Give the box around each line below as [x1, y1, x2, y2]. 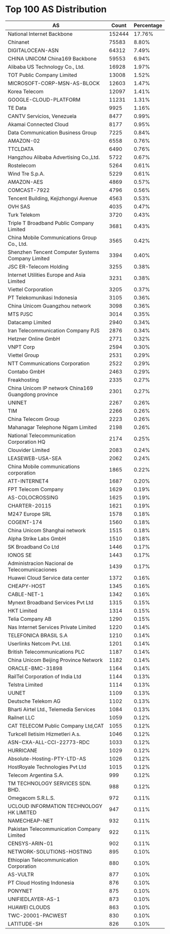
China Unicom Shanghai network [8, 527, 86, 534]
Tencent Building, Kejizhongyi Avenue [8, 195, 98, 202]
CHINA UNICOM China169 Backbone [8, 55, 97, 62]
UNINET [8, 399, 27, 406]
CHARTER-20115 [8, 502, 52, 509]
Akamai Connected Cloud [8, 120, 69, 128]
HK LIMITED [8, 809, 37, 816]
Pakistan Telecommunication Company [8, 825, 101, 832]
